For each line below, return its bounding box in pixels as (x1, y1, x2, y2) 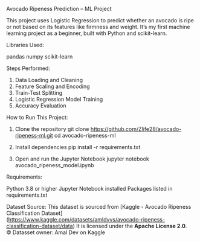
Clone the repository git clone (15, 126, 89, 132)
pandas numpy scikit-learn (6, 53, 73, 60)
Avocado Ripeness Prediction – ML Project (6, 5, 112, 12)
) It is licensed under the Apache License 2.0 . (73, 223, 187, 229)
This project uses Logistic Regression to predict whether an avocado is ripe (6, 17, 195, 24)
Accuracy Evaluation (15, 102, 66, 109)
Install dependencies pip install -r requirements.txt (15, 144, 141, 150)
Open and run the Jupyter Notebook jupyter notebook (15, 155, 149, 162)
